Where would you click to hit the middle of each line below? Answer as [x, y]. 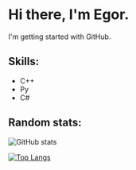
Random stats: [45, 123]
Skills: [24, 62]
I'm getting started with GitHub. [60, 37]
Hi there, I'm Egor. [69, 15]
